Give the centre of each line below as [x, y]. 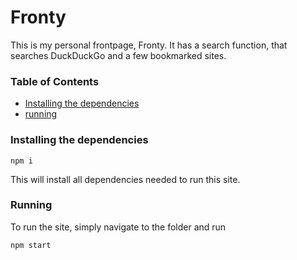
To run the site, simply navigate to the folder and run [118, 227]
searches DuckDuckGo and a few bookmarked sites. [118, 55]
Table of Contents [55, 81]
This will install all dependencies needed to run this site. [125, 179]
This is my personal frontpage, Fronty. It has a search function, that [149, 45]
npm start [31, 245]
